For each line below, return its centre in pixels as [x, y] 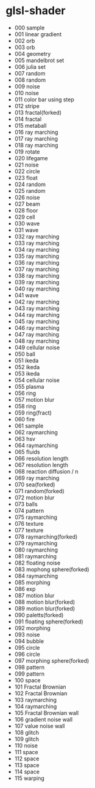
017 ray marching [36, 138]
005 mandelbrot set [39, 60]
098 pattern [30, 667]
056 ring [25, 393]
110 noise [26, 745]
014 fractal [28, 119]
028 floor [26, 210]
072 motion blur [34, 497]
